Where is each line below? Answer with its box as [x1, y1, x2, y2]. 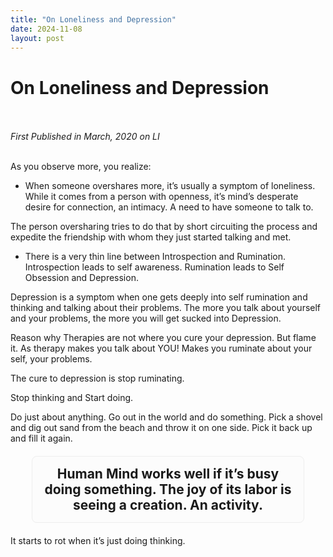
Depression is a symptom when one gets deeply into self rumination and [10, 291, 308, 303]
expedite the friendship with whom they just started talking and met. [10, 231, 292, 243]
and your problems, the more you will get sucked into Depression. [10, 312, 282, 325]
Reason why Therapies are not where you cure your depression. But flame [10, 332, 317, 344]
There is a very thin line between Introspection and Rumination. [24, 251, 286, 263]
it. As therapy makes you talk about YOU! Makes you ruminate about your [10, 342, 313, 355]
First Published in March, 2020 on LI [10, 131, 160, 143]
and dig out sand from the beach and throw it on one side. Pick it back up [10, 422, 313, 434]
